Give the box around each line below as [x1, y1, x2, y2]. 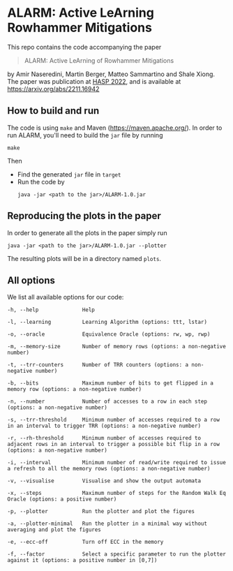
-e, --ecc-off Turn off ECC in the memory [7, 539, 164, 546]
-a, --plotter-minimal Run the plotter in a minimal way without [7, 520, 208, 528]
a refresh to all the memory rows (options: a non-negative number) [7, 466, 211, 473]
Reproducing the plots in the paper [7, 210, 162, 222]
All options [7, 274, 56, 286]
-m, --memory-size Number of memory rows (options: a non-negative [7, 343, 227, 350]
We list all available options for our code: [7, 293, 124, 302]
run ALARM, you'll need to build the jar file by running [7, 131, 163, 139]
